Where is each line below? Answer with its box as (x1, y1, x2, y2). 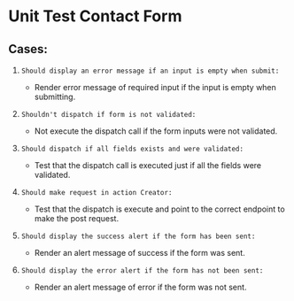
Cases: (8, 42, 48, 57)
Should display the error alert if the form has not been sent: (20, 266, 264, 275)
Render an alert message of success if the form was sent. (34, 248, 245, 258)
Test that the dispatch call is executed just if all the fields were (34, 160, 262, 170)
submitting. (34, 91, 76, 102)
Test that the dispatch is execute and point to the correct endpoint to (34, 204, 285, 214)
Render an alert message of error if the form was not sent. (34, 282, 247, 292)
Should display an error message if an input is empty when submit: (20, 66, 280, 75)
